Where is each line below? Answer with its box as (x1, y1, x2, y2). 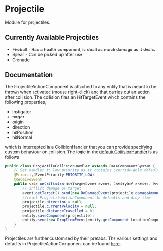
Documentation (5, 71, 53, 79)
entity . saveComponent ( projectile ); (22, 213, 95, 218)
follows (5, 154, 19, 160)
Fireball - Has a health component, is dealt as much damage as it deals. (12, 46, 155, 52)
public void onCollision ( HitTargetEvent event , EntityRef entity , (14, 182, 151, 186)
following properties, (5, 99, 47, 105)
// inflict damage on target (22, 186, 81, 191)
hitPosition (12, 129, 33, 135)
